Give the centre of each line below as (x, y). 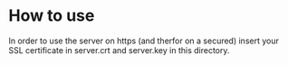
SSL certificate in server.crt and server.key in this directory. (119, 50)
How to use (52, 16)
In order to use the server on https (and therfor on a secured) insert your (144, 41)
